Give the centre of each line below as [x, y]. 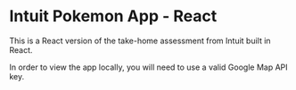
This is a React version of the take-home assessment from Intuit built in [140, 41]
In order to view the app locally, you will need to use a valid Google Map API [148, 67]
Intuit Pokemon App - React [113, 16]
